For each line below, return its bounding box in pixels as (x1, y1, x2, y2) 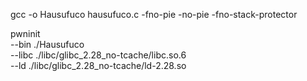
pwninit (10, 28, 41, 39)
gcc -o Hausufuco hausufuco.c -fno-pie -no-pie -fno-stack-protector (10, 9, 298, 20)
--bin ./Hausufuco (10, 39, 85, 50)
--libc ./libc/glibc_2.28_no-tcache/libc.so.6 (10, 49, 187, 61)
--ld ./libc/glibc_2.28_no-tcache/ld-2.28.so (10, 60, 187, 71)
